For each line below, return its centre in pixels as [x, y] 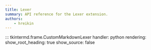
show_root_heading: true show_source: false [50, 43]
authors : [14, 19]
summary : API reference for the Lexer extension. [57, 14]
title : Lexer [18, 10]
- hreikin [24, 23]
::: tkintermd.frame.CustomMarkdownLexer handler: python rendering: [76, 37]
